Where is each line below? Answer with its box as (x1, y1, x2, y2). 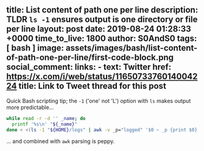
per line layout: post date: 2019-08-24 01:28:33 (6, 24, 192, 34)
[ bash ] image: (6, 43, 65, 54)
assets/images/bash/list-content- (66, 43, 198, 54)
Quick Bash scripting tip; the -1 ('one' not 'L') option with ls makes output (6, 97, 191, 104)
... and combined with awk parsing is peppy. (6, 138, 115, 145)
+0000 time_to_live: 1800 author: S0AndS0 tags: (6, 33, 197, 44)
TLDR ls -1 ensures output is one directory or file (6, 15, 198, 25)
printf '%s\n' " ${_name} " (12, 121, 78, 127)
